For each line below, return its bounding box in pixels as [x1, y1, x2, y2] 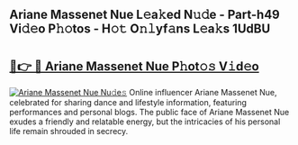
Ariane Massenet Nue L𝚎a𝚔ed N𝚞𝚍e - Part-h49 [9, 7, 281, 23]
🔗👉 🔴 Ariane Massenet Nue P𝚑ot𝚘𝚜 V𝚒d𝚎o [9, 59, 259, 74]
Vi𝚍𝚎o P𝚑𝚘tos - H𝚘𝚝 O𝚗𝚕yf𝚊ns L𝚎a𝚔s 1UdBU [9, 22, 271, 37]
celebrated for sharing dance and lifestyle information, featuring [9, 97, 248, 107]
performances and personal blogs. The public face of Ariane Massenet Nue [9, 107, 290, 117]
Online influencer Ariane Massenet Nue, [129, 87, 277, 97]
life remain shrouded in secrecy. [9, 126, 129, 136]
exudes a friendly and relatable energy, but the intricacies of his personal [9, 116, 281, 127]
